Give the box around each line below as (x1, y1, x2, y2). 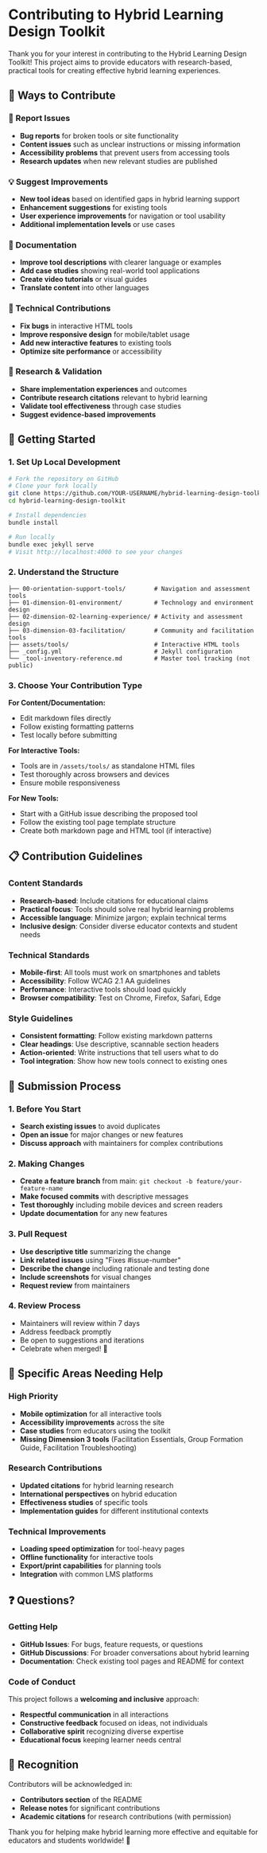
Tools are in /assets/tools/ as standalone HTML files (19, 760, 195, 770)
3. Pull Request (8, 1229, 68, 1240)
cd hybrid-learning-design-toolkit (8, 497, 126, 505)
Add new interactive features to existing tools (19, 338, 172, 347)
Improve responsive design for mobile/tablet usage (19, 329, 191, 339)
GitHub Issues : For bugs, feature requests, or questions (19, 1639, 203, 1649)
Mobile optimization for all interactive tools (19, 1409, 162, 1418)
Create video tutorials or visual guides (19, 275, 147, 284)
